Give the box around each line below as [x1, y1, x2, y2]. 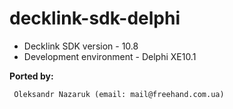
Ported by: [9, 70, 54, 82]
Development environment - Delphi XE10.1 [23, 50, 197, 62]
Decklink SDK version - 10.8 [23, 40, 139, 52]
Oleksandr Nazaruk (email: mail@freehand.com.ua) [13, 89, 225, 99]
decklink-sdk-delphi [9, 7, 181, 30]
